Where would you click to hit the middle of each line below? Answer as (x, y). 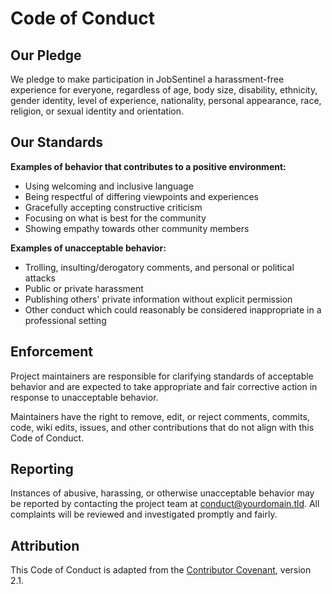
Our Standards (57, 142)
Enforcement (51, 352)
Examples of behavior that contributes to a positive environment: (148, 166)
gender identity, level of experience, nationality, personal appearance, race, (166, 100)
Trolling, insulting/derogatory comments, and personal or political (159, 267)
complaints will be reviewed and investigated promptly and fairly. (144, 514)
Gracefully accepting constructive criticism (113, 207)
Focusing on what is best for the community (115, 218)
